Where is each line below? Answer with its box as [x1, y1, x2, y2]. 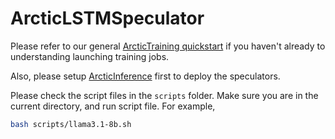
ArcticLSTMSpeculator [10, 7, 205, 30]
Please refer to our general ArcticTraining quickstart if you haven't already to [10, 40, 326, 52]
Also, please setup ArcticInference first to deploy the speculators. [10, 70, 281, 82]
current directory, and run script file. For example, [10, 100, 216, 112]
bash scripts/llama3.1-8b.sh [10, 119, 132, 129]
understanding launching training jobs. [10, 50, 170, 62]
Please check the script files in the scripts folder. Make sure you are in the [10, 89, 319, 101]
